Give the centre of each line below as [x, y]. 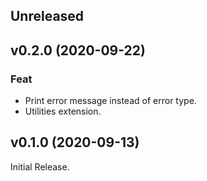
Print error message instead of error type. [110, 101]
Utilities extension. [63, 111]
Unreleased [47, 16]
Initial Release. [40, 166]
